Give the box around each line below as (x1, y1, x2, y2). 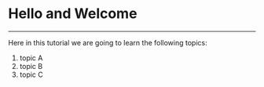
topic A (19, 53, 43, 63)
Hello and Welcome (8, 5, 137, 23)
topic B (19, 61, 43, 71)
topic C (19, 70, 43, 79)
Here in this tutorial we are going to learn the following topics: (8, 38, 207, 47)
